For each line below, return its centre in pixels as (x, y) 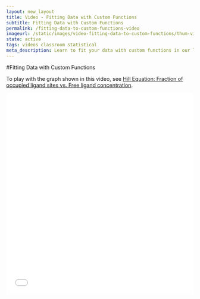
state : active (24, 39)
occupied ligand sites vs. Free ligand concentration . (69, 85)
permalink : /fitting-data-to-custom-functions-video (73, 28)
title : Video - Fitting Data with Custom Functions (71, 17)
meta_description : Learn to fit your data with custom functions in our (98, 51)
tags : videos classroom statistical (51, 45)
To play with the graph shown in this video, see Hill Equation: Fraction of (95, 78)
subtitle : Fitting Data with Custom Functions (65, 23)
